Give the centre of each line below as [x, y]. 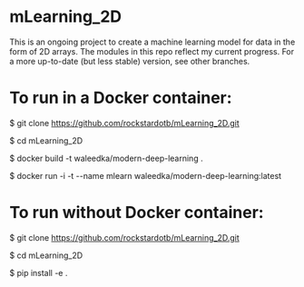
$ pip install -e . [39, 272]
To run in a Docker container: [121, 98]
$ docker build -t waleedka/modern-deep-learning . [106, 158]
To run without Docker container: [137, 213]
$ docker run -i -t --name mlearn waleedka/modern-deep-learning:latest [146, 175]
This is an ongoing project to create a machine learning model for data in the [152, 42]
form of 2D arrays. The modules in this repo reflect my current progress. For [152, 51]
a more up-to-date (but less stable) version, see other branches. [130, 61]
